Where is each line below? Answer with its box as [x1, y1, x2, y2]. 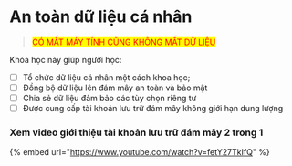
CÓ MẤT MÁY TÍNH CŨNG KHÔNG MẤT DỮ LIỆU [31, 36, 216, 47]
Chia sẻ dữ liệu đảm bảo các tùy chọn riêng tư [22, 93, 197, 104]
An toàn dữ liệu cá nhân [9, 6, 193, 27]
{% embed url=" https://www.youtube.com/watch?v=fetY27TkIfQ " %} [9, 147, 271, 158]
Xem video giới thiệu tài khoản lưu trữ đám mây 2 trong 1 [9, 126, 264, 139]
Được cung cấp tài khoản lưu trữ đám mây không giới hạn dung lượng [22, 103, 284, 114]
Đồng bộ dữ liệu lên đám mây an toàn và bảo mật [22, 82, 208, 93]
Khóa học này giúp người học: [9, 54, 122, 65]
